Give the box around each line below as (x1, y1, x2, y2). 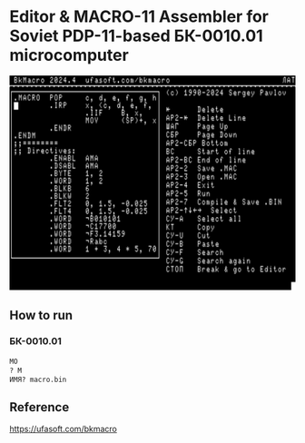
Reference (9, 399, 70, 415)
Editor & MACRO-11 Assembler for (9, 6, 270, 27)
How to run (9, 308, 74, 323)
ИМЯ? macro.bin (9, 375, 67, 384)
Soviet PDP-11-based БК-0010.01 (9, 25, 263, 46)
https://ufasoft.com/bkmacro (9, 424, 118, 435)
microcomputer (9, 45, 129, 65)
